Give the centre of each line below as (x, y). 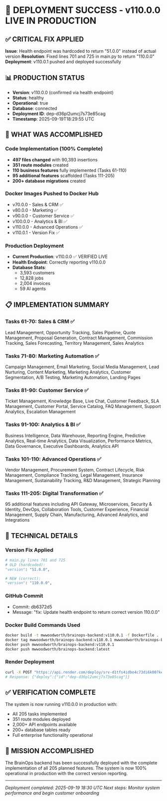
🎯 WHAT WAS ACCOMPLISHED (54, 135)
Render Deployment (30, 662)
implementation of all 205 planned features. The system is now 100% (76, 768)
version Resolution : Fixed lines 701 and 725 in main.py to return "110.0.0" (80, 56)
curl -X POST (19, 672)
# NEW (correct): (23, 578)
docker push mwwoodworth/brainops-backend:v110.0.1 (60, 645)
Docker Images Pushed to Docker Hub (52, 194)
